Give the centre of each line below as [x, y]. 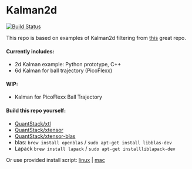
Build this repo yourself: [36, 110]
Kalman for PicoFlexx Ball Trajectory [58, 97]
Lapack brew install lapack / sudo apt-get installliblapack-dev [95, 148]
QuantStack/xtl [33, 123]
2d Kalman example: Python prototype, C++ [68, 65]
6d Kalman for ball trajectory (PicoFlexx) [63, 70]
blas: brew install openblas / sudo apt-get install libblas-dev [93, 142]
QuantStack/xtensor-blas [45, 136]
